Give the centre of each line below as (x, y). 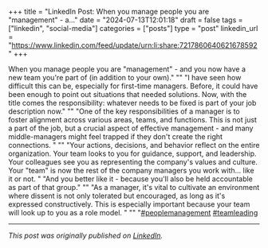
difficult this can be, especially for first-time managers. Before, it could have (133, 86)
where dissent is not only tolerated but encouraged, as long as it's (117, 196)
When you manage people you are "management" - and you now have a (127, 69)
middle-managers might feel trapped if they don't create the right (116, 137)
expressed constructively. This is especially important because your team (129, 204)
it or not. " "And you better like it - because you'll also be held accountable (131, 179)
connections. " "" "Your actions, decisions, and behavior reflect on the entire (134, 145)
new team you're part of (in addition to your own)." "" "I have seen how (125, 77)
